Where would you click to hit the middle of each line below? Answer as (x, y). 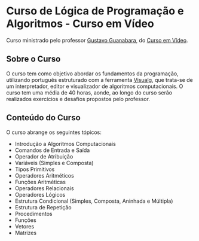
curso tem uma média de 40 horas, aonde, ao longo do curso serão (89, 92)
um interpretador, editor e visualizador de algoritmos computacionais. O (95, 86)
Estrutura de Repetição (43, 207)
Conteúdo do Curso (43, 118)
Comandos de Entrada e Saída (52, 150)
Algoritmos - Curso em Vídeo (80, 24)
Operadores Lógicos (40, 194)
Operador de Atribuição (44, 156)
